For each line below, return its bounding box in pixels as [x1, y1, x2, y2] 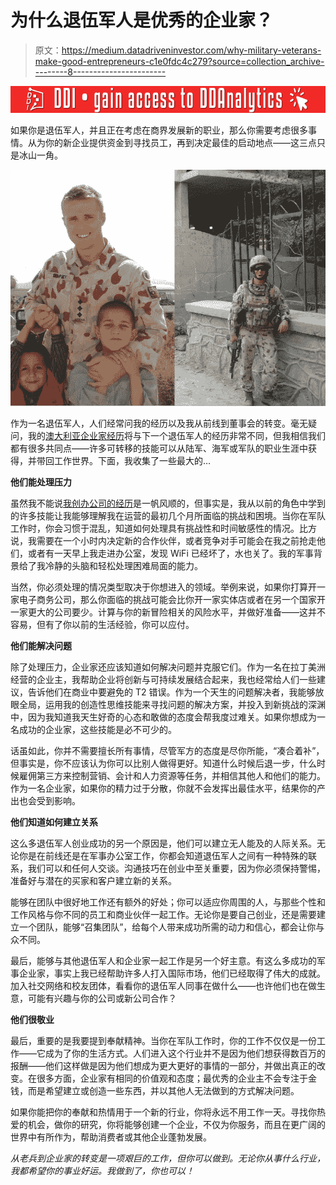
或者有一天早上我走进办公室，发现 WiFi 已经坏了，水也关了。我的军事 [27, 547, 314, 560]
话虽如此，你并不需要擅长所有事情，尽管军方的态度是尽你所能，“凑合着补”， [10, 745, 325, 757]
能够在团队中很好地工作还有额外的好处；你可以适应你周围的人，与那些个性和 [10, 896, 326, 908]
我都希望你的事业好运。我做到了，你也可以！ [10, 1165, 195, 1177]
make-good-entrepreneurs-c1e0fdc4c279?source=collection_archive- [34, 55, 325, 67]
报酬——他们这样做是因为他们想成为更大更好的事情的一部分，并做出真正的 [10, 1060, 317, 1072]
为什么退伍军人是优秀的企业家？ [10, 9, 274, 32]
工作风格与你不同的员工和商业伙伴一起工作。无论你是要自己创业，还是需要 [10, 909, 317, 921]
